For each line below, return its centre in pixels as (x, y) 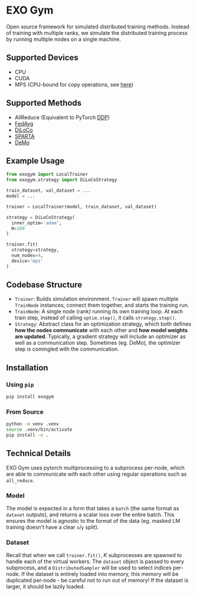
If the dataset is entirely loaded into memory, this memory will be (100, 574)
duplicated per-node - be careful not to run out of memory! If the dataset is (97, 580)
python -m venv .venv (33, 424)
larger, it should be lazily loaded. (45, 587)
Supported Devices (42, 58)
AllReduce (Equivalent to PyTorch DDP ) (62, 117)
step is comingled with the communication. (67, 349)
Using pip (20, 384)
